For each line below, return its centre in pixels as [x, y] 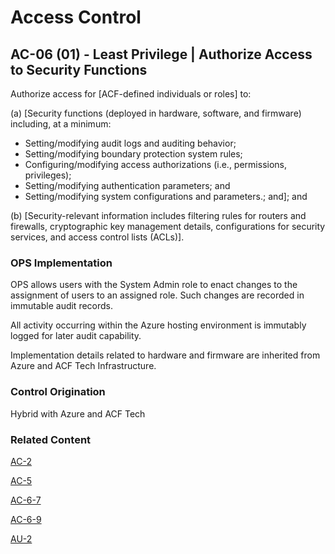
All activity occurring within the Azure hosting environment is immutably [158, 325]
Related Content [51, 439]
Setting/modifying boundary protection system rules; [133, 154]
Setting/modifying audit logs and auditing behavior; [130, 143]
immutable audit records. [62, 306]
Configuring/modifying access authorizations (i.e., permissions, [155, 164]
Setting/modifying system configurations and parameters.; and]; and [166, 196]
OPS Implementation [61, 263]
